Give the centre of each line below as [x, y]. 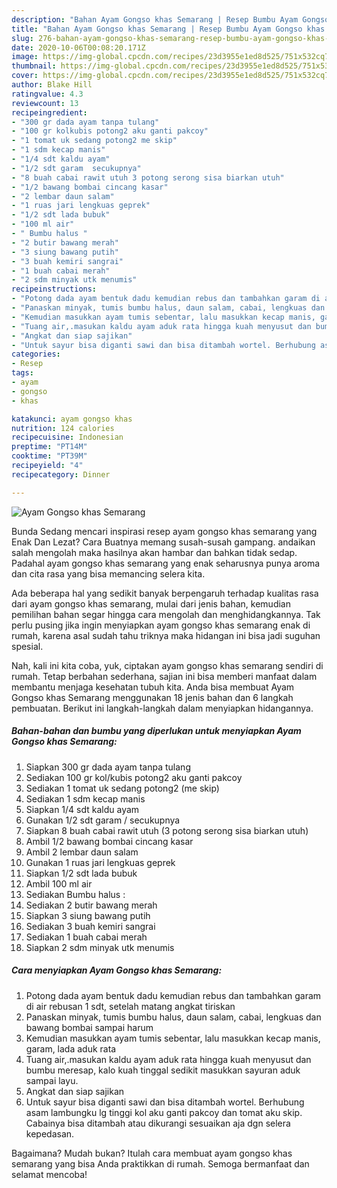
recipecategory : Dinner [61, 474]
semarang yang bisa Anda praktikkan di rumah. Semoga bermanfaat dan [160, 1163]
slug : [22, 38]
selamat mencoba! [49, 1174]
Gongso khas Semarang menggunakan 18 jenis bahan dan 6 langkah [152, 697]
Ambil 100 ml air [59, 883]
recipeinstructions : [54, 289]
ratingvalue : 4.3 [47, 94]
